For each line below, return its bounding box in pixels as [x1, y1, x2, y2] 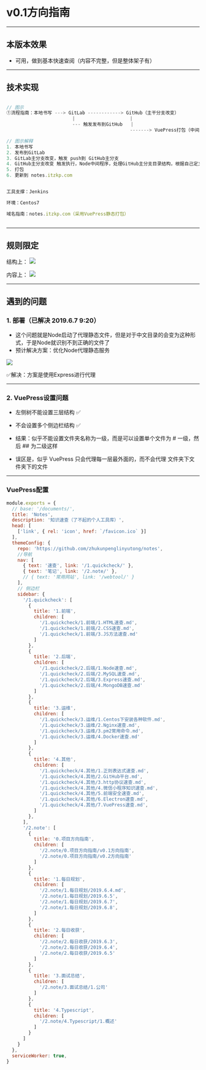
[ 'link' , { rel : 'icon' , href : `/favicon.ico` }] [17, 528, 147, 535]
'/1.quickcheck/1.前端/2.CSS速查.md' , [39, 626, 135, 632]
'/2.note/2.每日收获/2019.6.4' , [39, 944, 118, 950]
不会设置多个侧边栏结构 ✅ [15, 422, 81, 429]
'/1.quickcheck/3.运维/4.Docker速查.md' [39, 734, 140, 740]
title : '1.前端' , [33, 608, 77, 615]
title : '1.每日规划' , [33, 876, 86, 882]
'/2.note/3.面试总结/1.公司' [39, 984, 109, 990]
